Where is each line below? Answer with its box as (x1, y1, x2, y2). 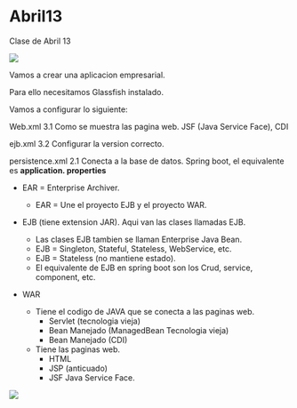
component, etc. (35, 271, 96, 282)
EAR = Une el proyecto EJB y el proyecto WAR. (35, 199, 207, 210)
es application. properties (9, 164, 107, 175)
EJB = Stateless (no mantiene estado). (35, 252, 176, 263)
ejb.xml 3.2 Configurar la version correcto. (9, 138, 165, 148)
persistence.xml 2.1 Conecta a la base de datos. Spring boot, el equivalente (9, 156, 285, 166)
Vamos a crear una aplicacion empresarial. (9, 69, 166, 80)
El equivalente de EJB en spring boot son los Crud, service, (35, 262, 253, 273)
